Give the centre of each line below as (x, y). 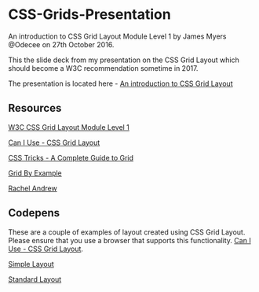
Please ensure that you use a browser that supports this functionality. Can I (129, 240)
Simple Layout (31, 264)
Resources (35, 108)
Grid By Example (35, 173)
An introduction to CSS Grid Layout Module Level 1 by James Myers (117, 36)
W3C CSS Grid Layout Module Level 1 (69, 127)
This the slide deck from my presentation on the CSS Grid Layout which (124, 60)
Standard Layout (35, 279)
